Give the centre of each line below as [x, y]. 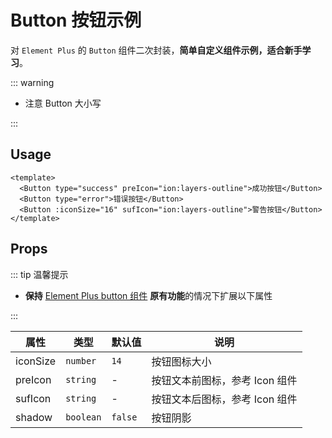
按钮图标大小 [181, 361]
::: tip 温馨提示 [39, 274]
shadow [34, 417]
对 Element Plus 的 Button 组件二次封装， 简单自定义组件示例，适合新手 [156, 50]
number [81, 360]
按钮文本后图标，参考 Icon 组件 [224, 399]
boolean [83, 417]
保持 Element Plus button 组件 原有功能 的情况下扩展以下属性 [148, 295]
